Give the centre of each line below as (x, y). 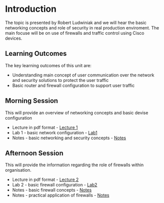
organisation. (18, 170)
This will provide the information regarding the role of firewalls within (74, 165)
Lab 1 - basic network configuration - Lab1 (55, 132)
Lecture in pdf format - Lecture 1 (45, 127)
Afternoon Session (34, 153)
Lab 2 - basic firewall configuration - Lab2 (55, 185)
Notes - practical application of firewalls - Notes (61, 195)
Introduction (31, 9)
